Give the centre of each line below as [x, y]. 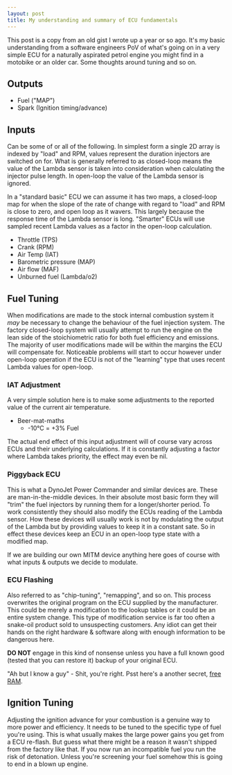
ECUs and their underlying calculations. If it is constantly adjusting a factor [114, 449]
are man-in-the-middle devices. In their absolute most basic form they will [113, 497]
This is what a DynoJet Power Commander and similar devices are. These [113, 490]
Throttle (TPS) [37, 240]
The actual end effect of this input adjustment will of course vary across [110, 442]
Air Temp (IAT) [38, 255]
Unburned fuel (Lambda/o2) [57, 277]
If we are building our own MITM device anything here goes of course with [114, 555]
